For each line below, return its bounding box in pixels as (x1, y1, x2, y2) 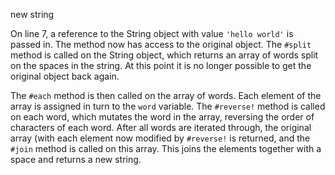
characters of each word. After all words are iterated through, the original (10, 122, 312, 133)
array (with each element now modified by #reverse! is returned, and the (10, 132, 311, 144)
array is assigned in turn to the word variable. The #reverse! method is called (10, 100, 326, 112)
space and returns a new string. (10, 154, 142, 165)
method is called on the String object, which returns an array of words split (10, 49, 319, 61)
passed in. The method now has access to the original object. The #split (10, 39, 312, 50)
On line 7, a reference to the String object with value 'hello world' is (10, 28, 294, 39)
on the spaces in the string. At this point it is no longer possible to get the (10, 60, 312, 71)
